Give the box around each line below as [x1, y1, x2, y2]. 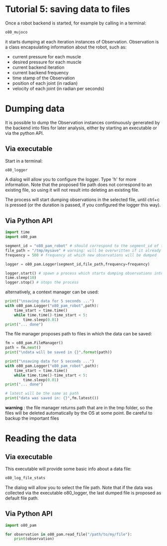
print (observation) [14, 537, 55, 542]
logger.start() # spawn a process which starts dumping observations [5, 271, 153, 275]
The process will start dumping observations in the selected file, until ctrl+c [5, 197, 160, 203]
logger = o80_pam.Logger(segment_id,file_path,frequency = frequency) [5, 262, 150, 267]
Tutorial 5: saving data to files [5, 3, 130, 15]
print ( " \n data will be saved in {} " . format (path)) [5, 350, 112, 355]
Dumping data [5, 103, 65, 114]
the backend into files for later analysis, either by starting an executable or [5, 125, 158, 131]
